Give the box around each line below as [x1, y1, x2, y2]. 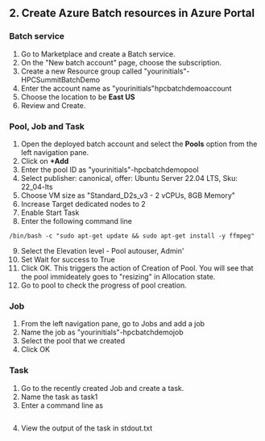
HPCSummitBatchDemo [20, 74, 100, 84]
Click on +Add [20, 156, 69, 166]
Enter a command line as [20, 400, 104, 410]
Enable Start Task [20, 208, 80, 217]
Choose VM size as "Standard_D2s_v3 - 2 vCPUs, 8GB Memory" [20, 190, 236, 200]
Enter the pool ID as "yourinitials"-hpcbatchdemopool [20, 165, 200, 174]
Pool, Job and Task [9, 120, 85, 132]
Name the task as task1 [20, 392, 98, 401]
